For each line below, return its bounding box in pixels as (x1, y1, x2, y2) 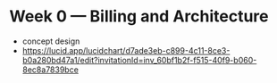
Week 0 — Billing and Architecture (9, 6, 269, 27)
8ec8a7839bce (21, 64, 79, 75)
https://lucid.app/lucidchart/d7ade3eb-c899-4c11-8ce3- (21, 45, 231, 55)
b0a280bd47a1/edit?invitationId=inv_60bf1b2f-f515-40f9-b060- (21, 54, 257, 65)
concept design (21, 36, 80, 46)
